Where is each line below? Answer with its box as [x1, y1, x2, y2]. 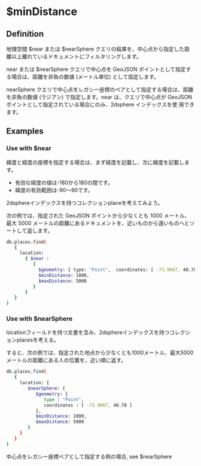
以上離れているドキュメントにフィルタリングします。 [11, 53, 142, 60]
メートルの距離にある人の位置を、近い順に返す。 [6, 357, 127, 364]
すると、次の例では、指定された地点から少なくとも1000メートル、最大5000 [6, 349, 194, 356]
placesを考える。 [16, 336, 59, 343]
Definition [6, 29, 44, 39]
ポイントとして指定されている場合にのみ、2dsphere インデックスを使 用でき [6, 101, 195, 108]
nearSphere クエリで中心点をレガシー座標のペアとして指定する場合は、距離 [6, 86, 194, 93]
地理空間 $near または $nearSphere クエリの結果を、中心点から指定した [6, 46, 185, 52]
